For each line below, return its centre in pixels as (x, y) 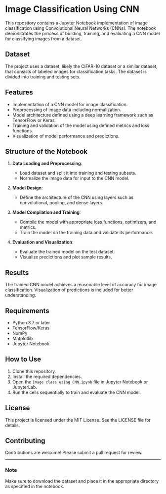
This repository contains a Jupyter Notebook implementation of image (77, 23)
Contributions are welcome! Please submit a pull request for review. (74, 453)
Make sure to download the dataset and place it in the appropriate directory (82, 481)
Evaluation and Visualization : (43, 242)
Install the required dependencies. (47, 376)
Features (19, 93)
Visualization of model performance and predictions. (66, 136)
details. (13, 425)
